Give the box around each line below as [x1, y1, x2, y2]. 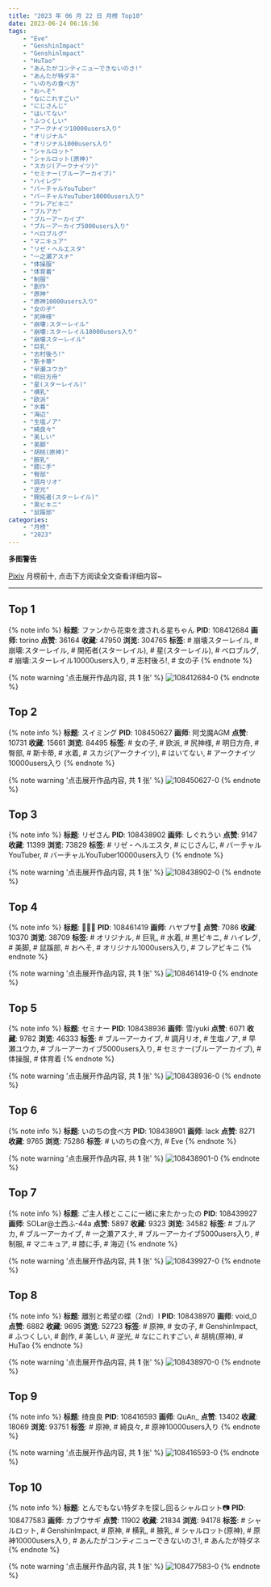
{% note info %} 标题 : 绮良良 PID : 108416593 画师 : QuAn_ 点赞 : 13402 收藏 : [8, 1412, 258, 1422]
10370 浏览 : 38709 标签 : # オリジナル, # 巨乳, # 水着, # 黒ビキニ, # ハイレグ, [8, 933, 261, 942]
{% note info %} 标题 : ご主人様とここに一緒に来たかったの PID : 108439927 [8, 1208, 258, 1218]
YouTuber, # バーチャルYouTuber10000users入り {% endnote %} [8, 850, 224, 860]
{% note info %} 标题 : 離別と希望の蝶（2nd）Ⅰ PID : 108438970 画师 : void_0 [8, 1311, 257, 1321]
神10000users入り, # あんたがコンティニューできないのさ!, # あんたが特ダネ [8, 1536, 261, 1546]
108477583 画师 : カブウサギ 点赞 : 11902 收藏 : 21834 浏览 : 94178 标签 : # [8, 1516, 246, 1526]
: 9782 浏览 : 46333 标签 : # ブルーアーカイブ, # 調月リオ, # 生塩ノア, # [15, 1034, 248, 1043]
